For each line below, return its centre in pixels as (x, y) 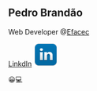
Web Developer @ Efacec (49, 31)
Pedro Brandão (45, 13)
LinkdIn (20, 64)
